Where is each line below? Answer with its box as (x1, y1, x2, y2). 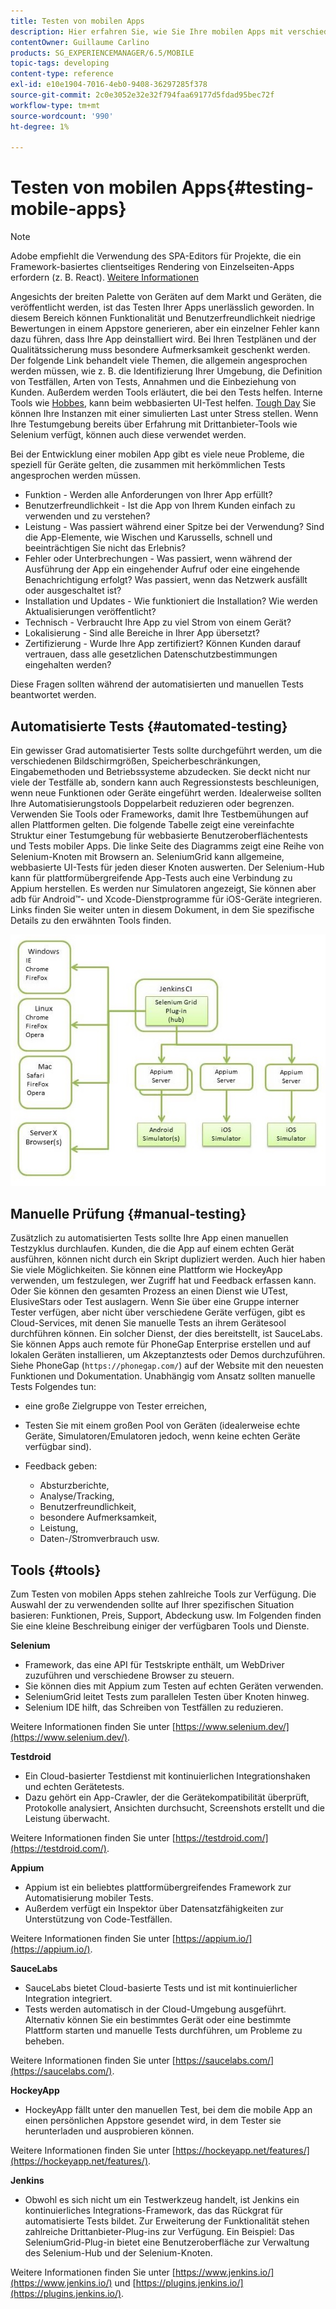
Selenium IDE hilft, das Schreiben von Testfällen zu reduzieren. (24, 1701, 284, 1714)
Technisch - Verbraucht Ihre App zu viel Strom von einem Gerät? (24, 616, 292, 629)
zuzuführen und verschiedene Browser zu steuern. (24, 1670, 235, 1682)
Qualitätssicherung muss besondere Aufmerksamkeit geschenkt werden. (10, 344, 311, 356)
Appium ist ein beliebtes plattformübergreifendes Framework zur (24, 1881, 292, 1894)
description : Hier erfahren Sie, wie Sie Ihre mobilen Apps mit (10, 26, 284, 37)
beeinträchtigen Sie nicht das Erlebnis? (24, 542, 187, 554)
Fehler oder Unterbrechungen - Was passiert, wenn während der (24, 553, 293, 565)
